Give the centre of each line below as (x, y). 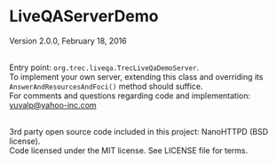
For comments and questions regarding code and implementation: (130, 96)
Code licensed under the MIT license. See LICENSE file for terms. (129, 150)
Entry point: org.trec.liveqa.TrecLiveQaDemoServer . (104, 67)
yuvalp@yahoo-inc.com (53, 105)
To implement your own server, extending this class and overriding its (136, 76)
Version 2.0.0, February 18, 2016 (68, 41)
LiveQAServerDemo (84, 16)
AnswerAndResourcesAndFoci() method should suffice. (106, 86)
